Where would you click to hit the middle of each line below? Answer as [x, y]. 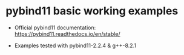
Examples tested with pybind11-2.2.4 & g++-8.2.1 [75, 45]
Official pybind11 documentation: [55, 27]
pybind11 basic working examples [92, 11]
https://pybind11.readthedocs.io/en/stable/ [67, 33]
